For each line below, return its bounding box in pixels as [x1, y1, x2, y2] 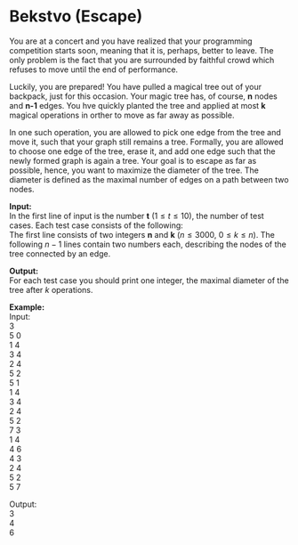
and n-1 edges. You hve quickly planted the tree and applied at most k [9, 100, 266, 110]
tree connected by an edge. [9, 248, 111, 259]
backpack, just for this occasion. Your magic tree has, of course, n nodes [9, 91, 278, 102]
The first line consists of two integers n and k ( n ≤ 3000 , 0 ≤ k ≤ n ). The [9, 229, 276, 240]
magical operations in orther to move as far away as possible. [9, 110, 235, 120]
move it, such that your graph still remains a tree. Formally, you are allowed [9, 136, 284, 147]
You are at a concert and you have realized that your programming [9, 36, 253, 46]
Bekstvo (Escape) [9, 6, 143, 27]
